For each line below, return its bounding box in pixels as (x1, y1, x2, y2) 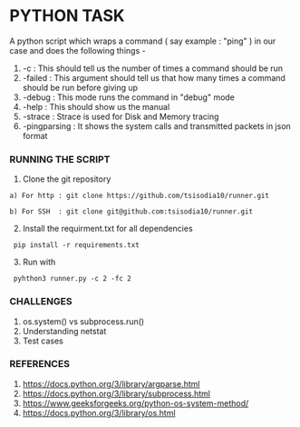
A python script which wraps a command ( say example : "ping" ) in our (9, 35, 276, 46)
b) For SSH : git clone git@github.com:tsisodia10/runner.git (9, 207, 254, 216)
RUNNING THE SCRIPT (9, 153, 111, 165)
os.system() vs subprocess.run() (22, 315, 145, 327)
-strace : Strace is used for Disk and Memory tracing (22, 111, 219, 122)
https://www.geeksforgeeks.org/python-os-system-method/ (22, 397, 249, 409)
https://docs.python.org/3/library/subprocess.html (22, 388, 211, 399)
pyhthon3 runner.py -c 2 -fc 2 (13, 274, 131, 283)
